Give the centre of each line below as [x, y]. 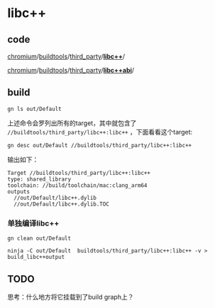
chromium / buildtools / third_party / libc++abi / [71, 70]
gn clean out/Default [39, 239]
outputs [19, 191]
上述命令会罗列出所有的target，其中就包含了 [72, 123]
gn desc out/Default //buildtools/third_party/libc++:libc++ [100, 145]
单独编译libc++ [33, 223]
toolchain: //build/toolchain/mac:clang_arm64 [77, 185]
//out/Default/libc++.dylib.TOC [62, 204]
